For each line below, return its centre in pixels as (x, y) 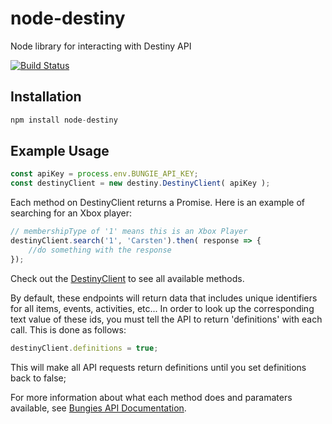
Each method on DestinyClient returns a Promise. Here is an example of (158, 203)
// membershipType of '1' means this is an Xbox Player (129, 232)
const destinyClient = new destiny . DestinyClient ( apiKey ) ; (140, 183)
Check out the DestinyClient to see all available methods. (127, 278)
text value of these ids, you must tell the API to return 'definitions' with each (166, 319)
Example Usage (60, 151)
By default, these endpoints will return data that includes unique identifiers (164, 298)
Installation (46, 97)
